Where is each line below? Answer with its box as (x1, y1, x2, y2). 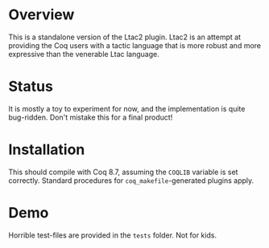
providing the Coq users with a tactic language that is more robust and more (8, 40, 262, 50)
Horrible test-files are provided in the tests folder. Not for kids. (8, 230, 217, 240)
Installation (8, 140, 85, 159)
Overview (8, 6, 75, 24)
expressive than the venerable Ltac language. (8, 49, 159, 59)
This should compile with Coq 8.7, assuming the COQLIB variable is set (8, 167, 238, 177)
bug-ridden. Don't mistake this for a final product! (8, 112, 173, 122)
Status (8, 78, 54, 96)
